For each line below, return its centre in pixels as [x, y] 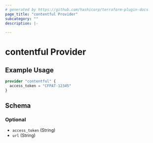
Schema [18, 106]
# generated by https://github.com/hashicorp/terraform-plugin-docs [77, 10]
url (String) [24, 136]
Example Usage [30, 70]
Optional [15, 119]
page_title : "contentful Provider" [42, 14]
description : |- [22, 23]
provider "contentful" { [31, 81]
